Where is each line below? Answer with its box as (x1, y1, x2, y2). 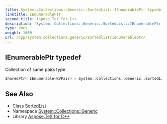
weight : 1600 (5, 30, 32, 35)
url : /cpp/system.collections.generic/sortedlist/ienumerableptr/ (5, 35, 146, 40)
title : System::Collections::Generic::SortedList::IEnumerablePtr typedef (5, 7, 164, 12)
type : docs (5, 26, 28, 31)
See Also (5, 90, 33, 98)
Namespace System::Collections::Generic (12, 108, 98, 114)
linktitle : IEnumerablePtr (5, 12, 61, 17)
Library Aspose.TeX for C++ (12, 114, 70, 120)
